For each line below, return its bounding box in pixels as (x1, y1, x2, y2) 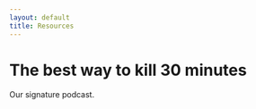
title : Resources (9, 21, 75, 30)
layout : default (9, 13, 70, 22)
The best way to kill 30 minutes (9, 60, 247, 80)
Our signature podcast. (9, 89, 95, 100)
